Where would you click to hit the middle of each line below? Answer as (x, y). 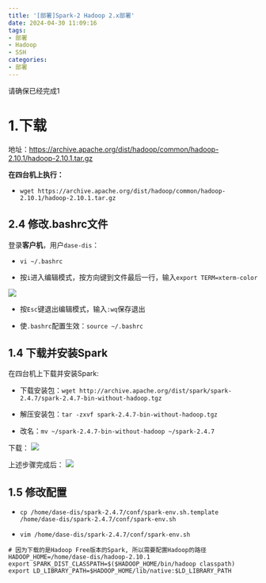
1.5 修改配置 (38, 492)
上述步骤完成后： (36, 465)
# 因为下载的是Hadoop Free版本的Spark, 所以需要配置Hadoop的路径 (108, 550)
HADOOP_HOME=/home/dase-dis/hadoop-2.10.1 (79, 557)
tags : (17, 30)
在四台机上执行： (36, 175)
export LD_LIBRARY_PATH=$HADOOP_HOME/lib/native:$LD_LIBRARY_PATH (120, 571)
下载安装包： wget (48, 390)
